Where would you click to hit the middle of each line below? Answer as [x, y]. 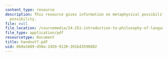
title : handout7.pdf [27, 42]
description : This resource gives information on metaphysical [72, 14]
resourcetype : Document [30, 38]
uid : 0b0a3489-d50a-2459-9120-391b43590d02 [51, 47]
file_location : [21, 28]
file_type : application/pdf [34, 33]
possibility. [23, 19]
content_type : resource [30, 10]
